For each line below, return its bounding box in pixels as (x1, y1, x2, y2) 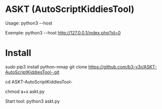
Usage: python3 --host (5, 20, 52, 26)
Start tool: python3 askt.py (5, 98, 60, 104)
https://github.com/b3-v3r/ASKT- (88, 63, 157, 69)
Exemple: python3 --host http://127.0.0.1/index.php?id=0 (5, 29, 121, 35)
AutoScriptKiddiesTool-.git (5, 69, 59, 75)
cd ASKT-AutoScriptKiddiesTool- (5, 78, 72, 84)
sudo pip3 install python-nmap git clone (5, 63, 87, 69)
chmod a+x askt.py (5, 88, 45, 94)
